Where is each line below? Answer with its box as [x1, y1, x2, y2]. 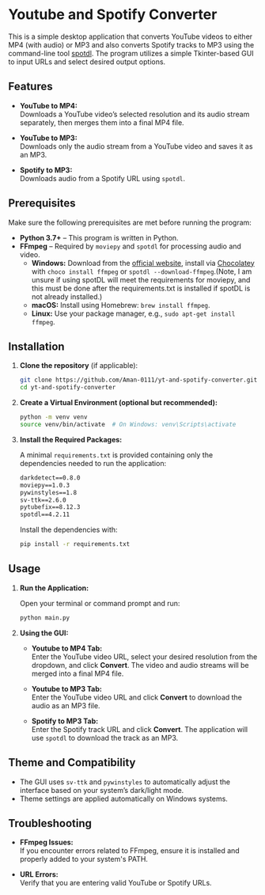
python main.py [19, 613, 70, 622]
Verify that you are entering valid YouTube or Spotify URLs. [19, 878, 212, 888]
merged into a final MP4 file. [31, 669, 124, 678]
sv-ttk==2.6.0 [19, 496, 66, 504]
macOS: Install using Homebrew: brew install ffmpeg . [31, 300, 211, 309]
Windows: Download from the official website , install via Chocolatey [31, 258, 255, 267]
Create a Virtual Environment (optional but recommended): [19, 398, 218, 408]
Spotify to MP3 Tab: [31, 716, 99, 726]
